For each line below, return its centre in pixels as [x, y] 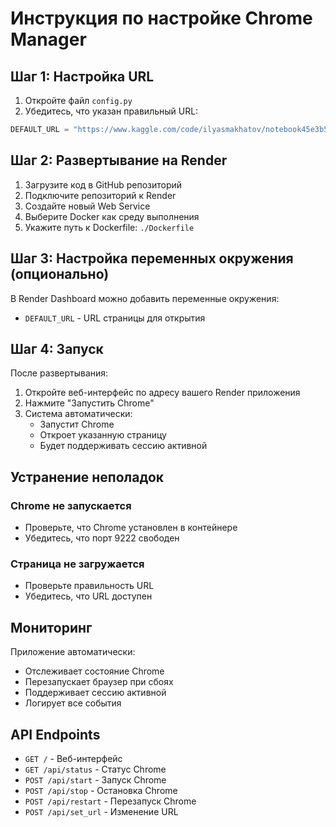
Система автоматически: [78, 414]
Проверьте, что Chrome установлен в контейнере [131, 527]
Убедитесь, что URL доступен [88, 596]
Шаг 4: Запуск [57, 348]
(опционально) [60, 274]
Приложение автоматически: [73, 652]
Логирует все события [73, 703]
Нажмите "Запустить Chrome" [89, 403]
